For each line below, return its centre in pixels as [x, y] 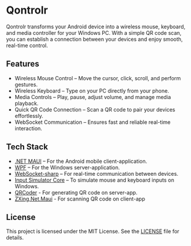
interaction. [28, 128]
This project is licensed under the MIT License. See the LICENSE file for [93, 231]
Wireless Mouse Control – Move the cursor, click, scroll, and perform [98, 78]
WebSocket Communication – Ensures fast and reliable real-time [93, 122]
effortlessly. [29, 116]
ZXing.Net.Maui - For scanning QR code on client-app [80, 199]
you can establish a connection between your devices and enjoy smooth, [95, 39]
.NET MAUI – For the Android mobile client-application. [81, 161]
